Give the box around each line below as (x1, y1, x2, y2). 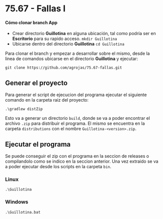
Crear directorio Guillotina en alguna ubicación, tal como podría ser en (12, 31, 156, 36)
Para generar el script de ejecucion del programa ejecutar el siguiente (5, 92, 147, 98)
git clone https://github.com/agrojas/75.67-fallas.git (5, 65, 122, 71)
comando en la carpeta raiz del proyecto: (5, 97, 89, 103)
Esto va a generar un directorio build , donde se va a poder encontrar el (5, 115, 150, 121)
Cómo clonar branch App (5, 19, 58, 25)
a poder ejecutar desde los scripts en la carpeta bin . (5, 164, 112, 170)
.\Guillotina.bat (5, 210, 41, 215)
